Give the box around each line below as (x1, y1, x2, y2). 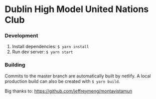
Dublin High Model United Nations (5, 4, 149, 15)
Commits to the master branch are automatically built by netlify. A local (5, 73, 151, 79)
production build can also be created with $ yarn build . (5, 78, 120, 84)
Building (5, 61, 26, 68)
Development (5, 32, 39, 39)
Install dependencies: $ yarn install (12, 44, 89, 50)
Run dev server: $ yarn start (12, 49, 73, 55)
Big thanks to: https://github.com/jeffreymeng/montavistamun (5, 88, 132, 94)
